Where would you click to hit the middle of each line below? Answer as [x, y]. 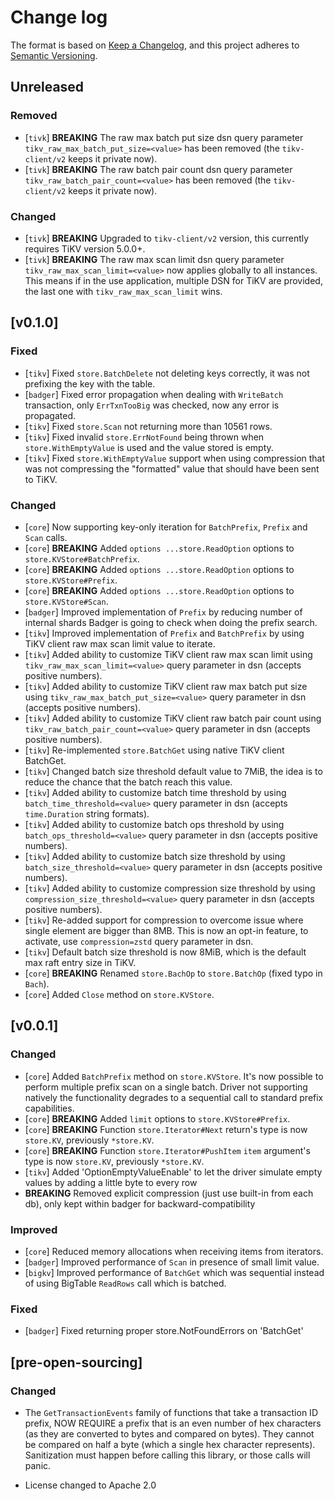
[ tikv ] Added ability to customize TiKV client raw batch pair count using [173, 718]
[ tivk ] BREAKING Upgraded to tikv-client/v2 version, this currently [167, 238]
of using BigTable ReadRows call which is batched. [125, 1283]
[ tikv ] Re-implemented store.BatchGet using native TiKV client [154, 750]
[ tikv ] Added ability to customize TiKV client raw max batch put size [166, 686]
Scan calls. [46, 537]
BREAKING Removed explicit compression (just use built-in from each [169, 1193]
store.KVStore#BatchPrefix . [82, 558]
